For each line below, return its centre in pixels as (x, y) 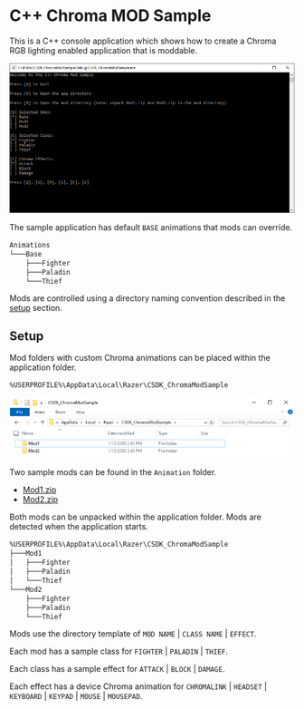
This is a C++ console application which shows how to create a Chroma (143, 41)
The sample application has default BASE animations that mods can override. (151, 227)
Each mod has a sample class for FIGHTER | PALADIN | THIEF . (119, 651)
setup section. (36, 307)
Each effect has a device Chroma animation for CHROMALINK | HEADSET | (138, 686)
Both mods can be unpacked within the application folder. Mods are (136, 517)
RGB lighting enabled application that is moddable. (104, 50)
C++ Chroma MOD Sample (110, 16)
